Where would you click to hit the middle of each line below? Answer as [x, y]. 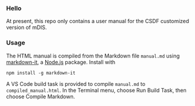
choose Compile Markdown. [41, 97]
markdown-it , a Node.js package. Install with [61, 62]
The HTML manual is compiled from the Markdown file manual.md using [93, 56]
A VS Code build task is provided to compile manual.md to [76, 83]
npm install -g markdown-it [41, 73]
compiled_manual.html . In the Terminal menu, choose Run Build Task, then [96, 90]
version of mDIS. [27, 27]
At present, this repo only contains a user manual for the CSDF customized [97, 21]
